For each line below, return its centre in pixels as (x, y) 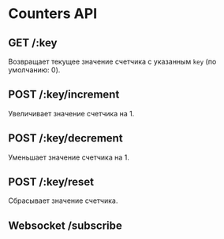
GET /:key (33, 43)
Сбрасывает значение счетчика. (63, 200)
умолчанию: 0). (34, 70)
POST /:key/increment (64, 95)
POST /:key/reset (51, 182)
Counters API (53, 14)
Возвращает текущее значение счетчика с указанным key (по (112, 61)
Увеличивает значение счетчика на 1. (71, 113)
